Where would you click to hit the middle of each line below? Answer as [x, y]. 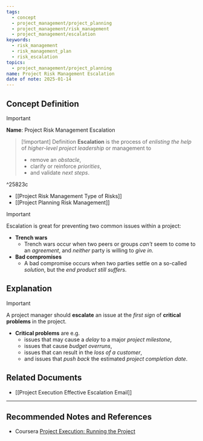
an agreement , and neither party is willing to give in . [89, 250]
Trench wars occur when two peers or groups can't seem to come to [110, 244]
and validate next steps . [60, 172]
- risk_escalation [35, 57]
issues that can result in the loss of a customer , [83, 352]
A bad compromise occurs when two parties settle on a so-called [105, 263]
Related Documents [44, 378]
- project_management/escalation [54, 34]
